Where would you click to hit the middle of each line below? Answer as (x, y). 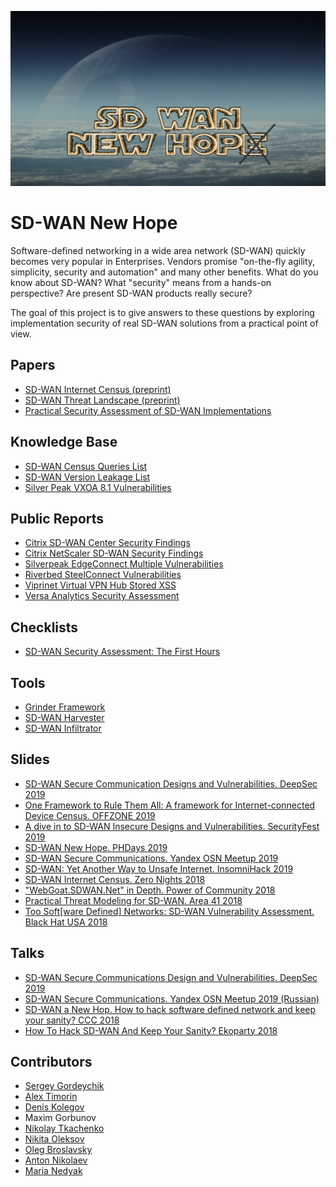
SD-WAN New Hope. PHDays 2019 (96, 847)
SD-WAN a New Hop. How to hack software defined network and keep (170, 1009)
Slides (30, 759)
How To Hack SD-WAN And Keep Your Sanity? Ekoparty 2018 (151, 1030)
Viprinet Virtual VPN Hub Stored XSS (100, 585)
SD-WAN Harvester (64, 718)
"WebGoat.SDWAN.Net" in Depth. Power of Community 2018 (150, 890)
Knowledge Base (64, 442)
